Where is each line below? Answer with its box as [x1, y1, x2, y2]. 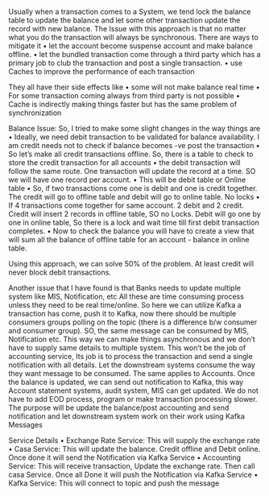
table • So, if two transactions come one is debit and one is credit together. [8, 184, 258, 192]
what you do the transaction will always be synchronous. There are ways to [8, 32, 259, 42]
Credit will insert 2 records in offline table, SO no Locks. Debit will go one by [8, 209, 262, 218]
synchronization [8, 108, 62, 118]
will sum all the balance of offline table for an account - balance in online [8, 235, 250, 244]
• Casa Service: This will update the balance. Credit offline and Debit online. [8, 444, 261, 453]
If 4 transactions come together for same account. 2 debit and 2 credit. [8, 200, 244, 210]
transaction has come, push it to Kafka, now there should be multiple [8, 309, 237, 318]
